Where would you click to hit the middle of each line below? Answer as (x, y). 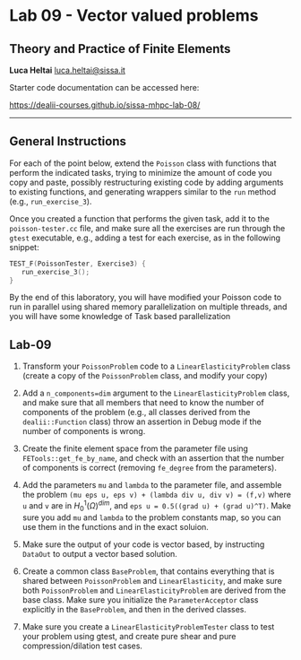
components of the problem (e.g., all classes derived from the (136, 412)
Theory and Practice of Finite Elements (120, 49)
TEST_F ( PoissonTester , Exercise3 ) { (77, 264)
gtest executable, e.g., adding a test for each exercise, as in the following (145, 238)
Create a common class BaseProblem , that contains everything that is (148, 571)
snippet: (24, 247)
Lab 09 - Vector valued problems (134, 16)
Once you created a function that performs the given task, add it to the (140, 218)
